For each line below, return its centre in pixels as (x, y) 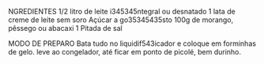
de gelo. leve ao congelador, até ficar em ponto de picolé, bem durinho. (125, 52)
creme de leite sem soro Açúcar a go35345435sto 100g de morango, (121, 20)
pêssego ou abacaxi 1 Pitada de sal (65, 28)
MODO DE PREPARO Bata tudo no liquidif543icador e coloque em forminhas (132, 43)
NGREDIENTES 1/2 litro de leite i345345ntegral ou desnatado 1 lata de (122, 11)
